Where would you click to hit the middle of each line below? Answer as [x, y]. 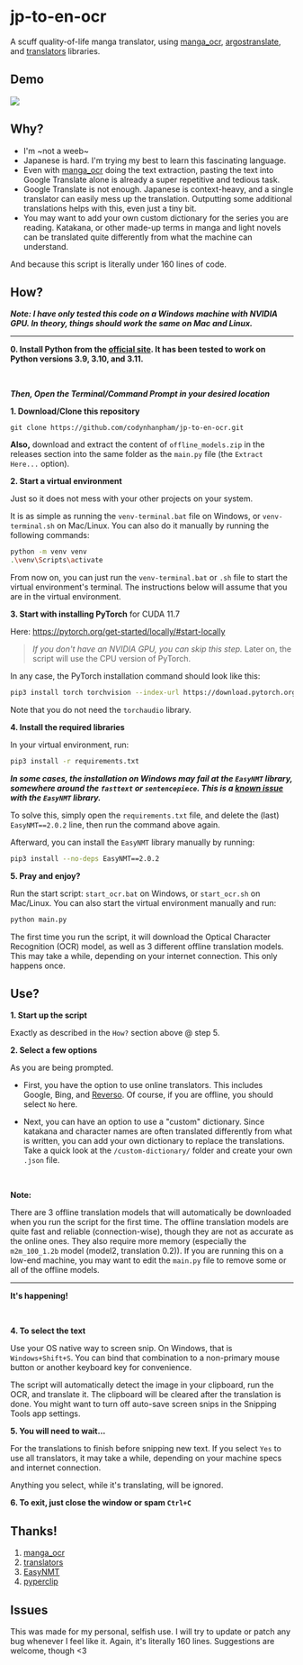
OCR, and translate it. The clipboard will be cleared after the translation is [146, 1395]
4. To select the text [48, 1331]
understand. [46, 246]
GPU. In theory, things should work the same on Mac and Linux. [132, 324]
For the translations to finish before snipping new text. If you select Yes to [146, 1449]
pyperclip [41, 1582]
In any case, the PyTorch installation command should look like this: [135, 676]
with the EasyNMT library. [56, 797]
